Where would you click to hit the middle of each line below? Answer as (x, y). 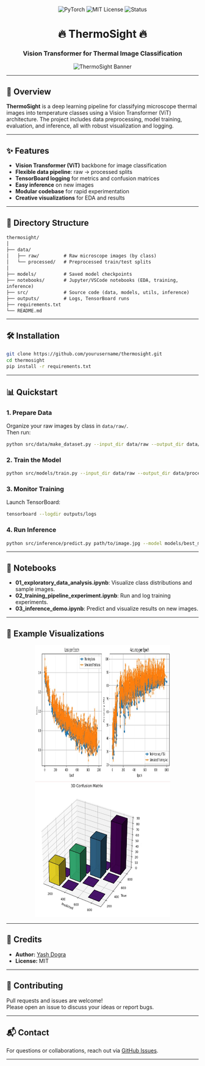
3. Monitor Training (35, 489)
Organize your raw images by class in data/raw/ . (67, 426)
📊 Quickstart (32, 392)
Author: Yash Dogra (40, 954)
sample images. (35, 589)
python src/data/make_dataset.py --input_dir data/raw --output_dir (95, 445)
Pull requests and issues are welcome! (55, 1000)
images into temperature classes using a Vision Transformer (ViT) (89, 113)
